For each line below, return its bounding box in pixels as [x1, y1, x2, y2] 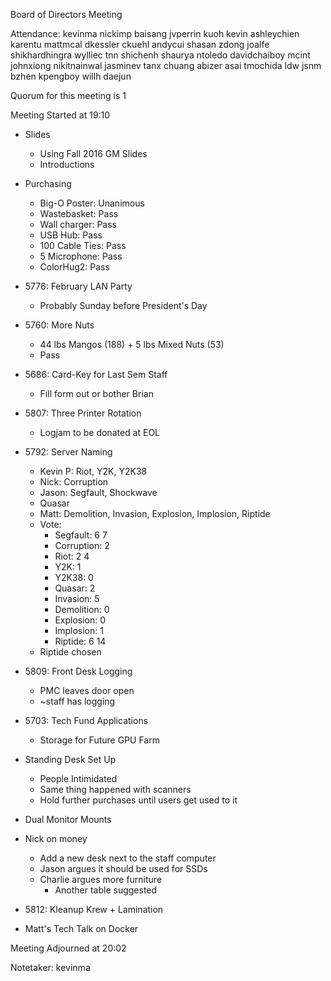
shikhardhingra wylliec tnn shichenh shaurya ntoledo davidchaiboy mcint [10, 49, 311, 61]
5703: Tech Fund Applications [24, 715, 149, 726]
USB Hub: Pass [39, 229, 103, 241]
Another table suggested [54, 884, 158, 896]
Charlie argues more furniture [39, 874, 163, 885]
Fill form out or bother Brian [39, 388, 154, 399]
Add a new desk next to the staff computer [39, 852, 217, 864]
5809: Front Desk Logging [24, 665, 133, 677]
